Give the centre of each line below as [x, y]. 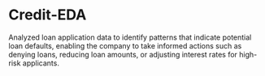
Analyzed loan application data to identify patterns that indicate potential [130, 37]
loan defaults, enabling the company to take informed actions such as [125, 45]
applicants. [41, 63]
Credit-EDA [48, 15]
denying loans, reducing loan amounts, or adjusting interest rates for [123, 54]
